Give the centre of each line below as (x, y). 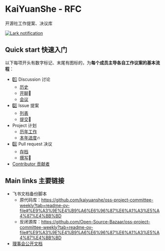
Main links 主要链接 (35, 181)
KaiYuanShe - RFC (43, 9)
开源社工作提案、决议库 (29, 23)
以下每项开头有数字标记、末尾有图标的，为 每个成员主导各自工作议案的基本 (80, 63)
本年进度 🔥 (30, 138)
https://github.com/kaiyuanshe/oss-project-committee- (97, 200)
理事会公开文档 (27, 243)
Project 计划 (24, 125)
